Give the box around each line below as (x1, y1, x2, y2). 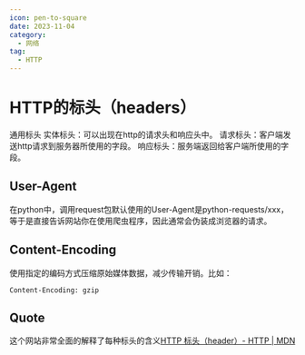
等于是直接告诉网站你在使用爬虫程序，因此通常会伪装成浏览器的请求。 (9, 215, 272, 226)
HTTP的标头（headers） (9, 97, 197, 118)
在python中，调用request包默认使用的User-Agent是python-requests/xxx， (9, 203, 289, 214)
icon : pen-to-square (9, 13, 88, 23)
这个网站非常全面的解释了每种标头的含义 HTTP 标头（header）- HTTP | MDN (9, 335, 296, 346)
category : (9, 30, 47, 39)
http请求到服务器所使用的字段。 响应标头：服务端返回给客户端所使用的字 (16, 140, 289, 151)
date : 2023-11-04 (9, 22, 75, 31)
